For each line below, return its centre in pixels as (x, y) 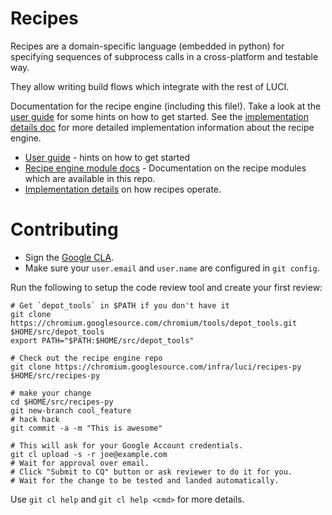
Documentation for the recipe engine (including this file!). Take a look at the (166, 106)
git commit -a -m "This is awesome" (86, 428)
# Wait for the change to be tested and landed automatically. (145, 480)
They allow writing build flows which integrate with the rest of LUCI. (150, 86)
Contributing (64, 229)
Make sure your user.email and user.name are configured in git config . (172, 268)
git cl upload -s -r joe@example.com (89, 454)
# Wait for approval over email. (80, 463)
